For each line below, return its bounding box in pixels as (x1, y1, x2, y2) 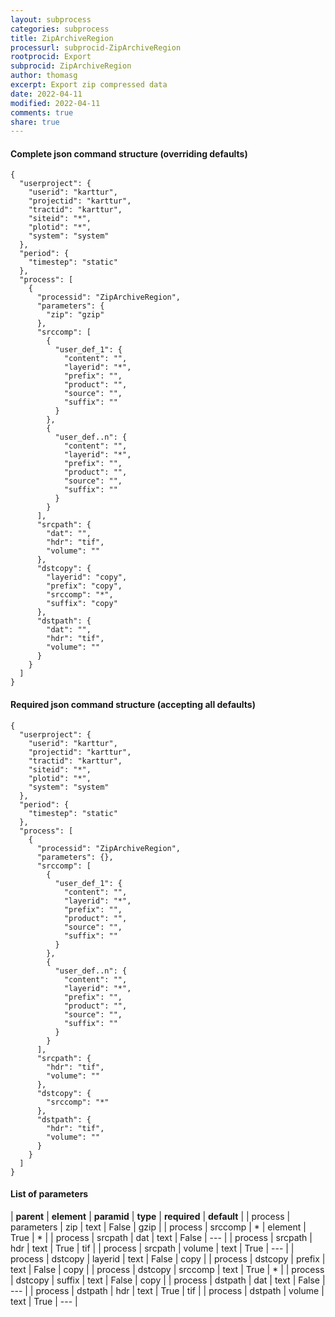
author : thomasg (10, 71, 78, 81)
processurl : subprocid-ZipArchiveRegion (10, 42, 182, 53)
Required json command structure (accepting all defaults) (10, 699, 256, 711)
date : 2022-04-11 (10, 89, 83, 99)
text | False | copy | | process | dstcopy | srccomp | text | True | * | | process (10, 1263, 325, 1275)
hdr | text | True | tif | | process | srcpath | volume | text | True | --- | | (10, 1242, 295, 1254)
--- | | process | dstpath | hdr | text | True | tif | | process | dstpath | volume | (10, 1284, 325, 1296)
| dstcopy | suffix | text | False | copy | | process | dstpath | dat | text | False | (10, 1274, 326, 1286)
